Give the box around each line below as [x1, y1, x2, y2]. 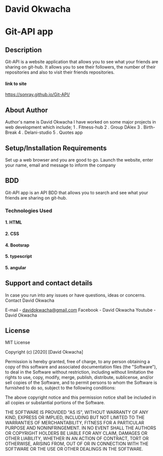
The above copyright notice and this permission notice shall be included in [5, 394, 156, 401]
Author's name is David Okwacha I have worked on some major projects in [5, 119, 156, 125]
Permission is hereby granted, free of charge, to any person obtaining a [5, 359, 150, 365]
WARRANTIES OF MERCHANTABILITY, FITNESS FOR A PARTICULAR [5, 420, 144, 426]
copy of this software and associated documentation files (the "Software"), [5, 364, 158, 370]
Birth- [143, 124, 155, 130]
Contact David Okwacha [5, 297, 55, 303]
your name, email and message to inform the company [5, 162, 116, 168]
